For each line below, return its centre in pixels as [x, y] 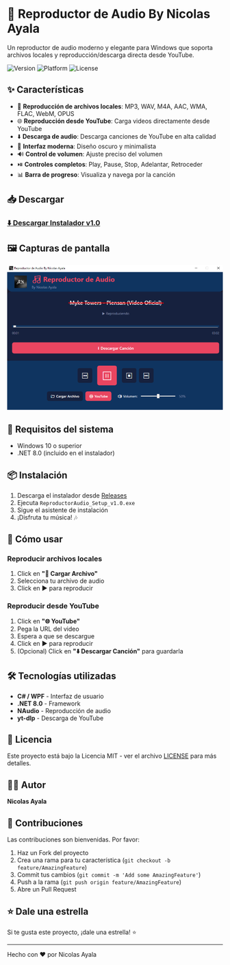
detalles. [19, 763]
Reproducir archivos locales [55, 559]
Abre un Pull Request [47, 890]
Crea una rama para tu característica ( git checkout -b [94, 860]
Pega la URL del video [48, 629]
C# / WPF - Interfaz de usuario [60, 696]
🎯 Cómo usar [35, 539]
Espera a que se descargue [55, 636]
